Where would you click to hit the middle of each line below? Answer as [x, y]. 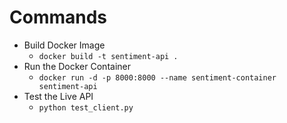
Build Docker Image [64, 45]
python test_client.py [86, 107]
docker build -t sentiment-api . [108, 56]
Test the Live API [58, 96]
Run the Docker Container [77, 66]
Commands [58, 17]
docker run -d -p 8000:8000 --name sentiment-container [157, 77]
